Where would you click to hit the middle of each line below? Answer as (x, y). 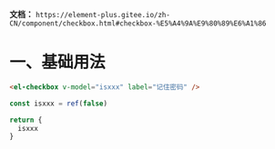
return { (26, 120)
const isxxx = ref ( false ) (58, 104)
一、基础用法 (58, 62)
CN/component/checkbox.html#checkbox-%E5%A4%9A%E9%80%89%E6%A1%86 (138, 24)
